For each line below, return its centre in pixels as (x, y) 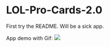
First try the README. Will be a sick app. (55, 26)
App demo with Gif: (29, 38)
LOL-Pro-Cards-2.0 (54, 10)
